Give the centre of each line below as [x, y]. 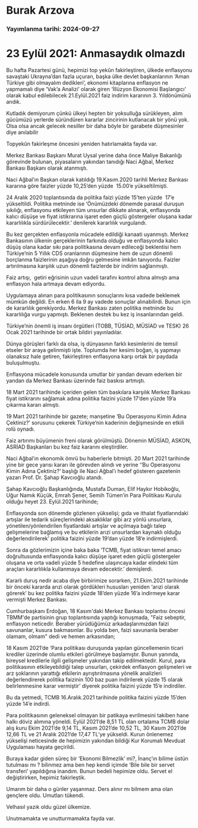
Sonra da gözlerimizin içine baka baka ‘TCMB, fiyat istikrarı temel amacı [94, 550]
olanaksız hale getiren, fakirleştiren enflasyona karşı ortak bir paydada [92, 357]
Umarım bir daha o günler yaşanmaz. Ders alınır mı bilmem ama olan [90, 789]
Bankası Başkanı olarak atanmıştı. [47, 168]
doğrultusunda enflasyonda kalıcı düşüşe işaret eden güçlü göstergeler [93, 556]
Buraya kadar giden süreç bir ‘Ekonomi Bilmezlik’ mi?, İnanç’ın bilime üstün [97, 759]
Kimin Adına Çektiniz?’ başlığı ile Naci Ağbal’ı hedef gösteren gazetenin [93, 471]
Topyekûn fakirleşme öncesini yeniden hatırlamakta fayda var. [82, 144]
